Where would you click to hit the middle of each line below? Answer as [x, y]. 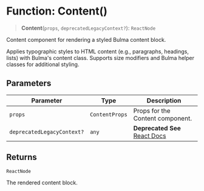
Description [164, 100]
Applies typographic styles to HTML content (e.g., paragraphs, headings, [98, 51]
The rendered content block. [42, 183]
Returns [22, 157]
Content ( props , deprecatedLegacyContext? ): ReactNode [88, 28]
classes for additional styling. [43, 64]
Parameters [29, 83]
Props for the [152, 110]
